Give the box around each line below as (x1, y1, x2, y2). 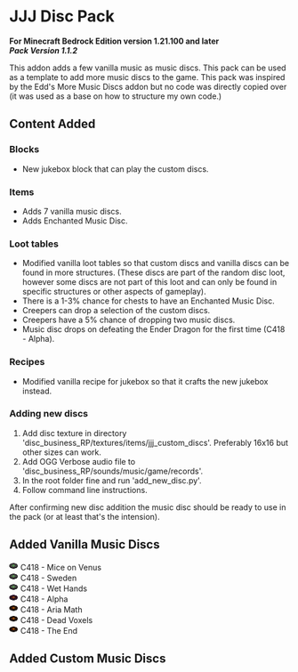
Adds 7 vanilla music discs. (21, 206, 122, 216)
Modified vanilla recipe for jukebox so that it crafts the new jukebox (21, 376, 269, 386)
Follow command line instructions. (21, 484, 149, 495)
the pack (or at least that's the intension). (9, 511, 160, 522)
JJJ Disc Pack (9, 6, 116, 27)
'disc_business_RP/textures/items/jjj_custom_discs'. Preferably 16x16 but (21, 437, 289, 448)
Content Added (9, 117, 96, 132)
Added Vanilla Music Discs (9, 537, 160, 553)
